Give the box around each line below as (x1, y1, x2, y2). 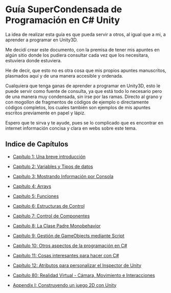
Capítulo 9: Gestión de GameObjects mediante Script (12, 232, 124, 238)
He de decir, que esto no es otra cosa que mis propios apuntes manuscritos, (5, 67, 166, 74)
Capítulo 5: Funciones (12, 193, 59, 199)
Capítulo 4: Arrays (12, 183, 51, 189)
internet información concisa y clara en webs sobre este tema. (5, 125, 137, 131)
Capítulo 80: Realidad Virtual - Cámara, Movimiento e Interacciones (12, 272, 155, 278)
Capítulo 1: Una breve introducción (12, 153, 86, 159)
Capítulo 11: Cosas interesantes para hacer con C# (12, 252, 119, 258)
